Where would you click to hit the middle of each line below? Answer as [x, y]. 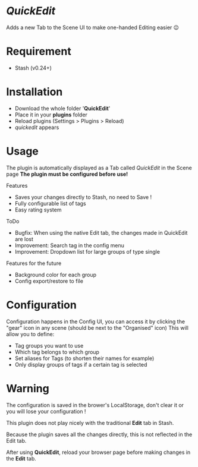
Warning [28, 388]
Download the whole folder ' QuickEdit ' [62, 108]
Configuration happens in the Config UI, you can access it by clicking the [96, 321]
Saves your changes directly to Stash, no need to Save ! [83, 197]
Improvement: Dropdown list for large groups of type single [87, 251]
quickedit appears [37, 127]
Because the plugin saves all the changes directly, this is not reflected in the [99, 434]
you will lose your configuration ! [46, 411]
